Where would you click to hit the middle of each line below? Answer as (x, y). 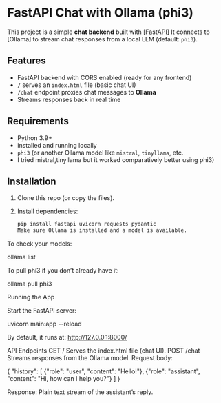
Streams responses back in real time (69, 99)
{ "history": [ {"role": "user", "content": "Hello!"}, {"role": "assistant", (104, 371)
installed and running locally (57, 145)
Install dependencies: (48, 211)
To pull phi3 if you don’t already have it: (63, 271)
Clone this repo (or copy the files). (66, 198)
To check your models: (40, 244)
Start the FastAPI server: (42, 311)
